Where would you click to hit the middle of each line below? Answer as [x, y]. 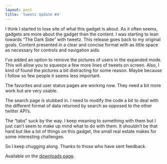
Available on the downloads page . [40, 156]
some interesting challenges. [35, 136]
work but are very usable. [31, 90]
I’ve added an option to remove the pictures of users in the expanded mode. [83, 59]
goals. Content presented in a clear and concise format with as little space [82, 44]
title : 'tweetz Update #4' [33, 14]
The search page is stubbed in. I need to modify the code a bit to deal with [82, 100]
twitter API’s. [18, 111]
